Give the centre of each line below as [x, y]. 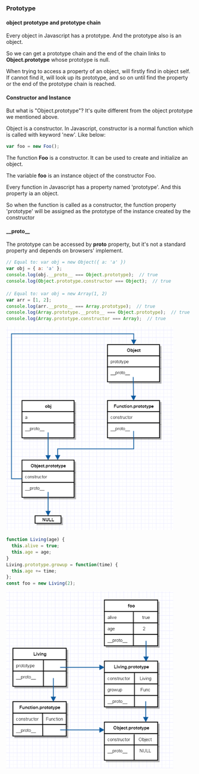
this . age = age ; [31, 552]
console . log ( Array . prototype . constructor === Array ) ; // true [86, 319]
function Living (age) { [36, 540]
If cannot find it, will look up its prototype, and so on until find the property [97, 78]
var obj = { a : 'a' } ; [34, 268]
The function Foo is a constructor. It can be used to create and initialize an [97, 158]
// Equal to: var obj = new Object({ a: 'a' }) [66, 263]
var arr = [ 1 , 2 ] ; [29, 300]
